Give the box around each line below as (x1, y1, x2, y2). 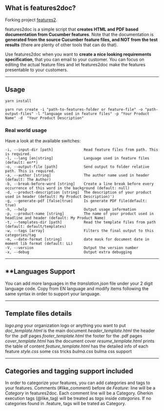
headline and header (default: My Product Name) (5, 215, 106, 220)
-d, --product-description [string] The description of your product (5, 190, 152, 195)
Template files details (5, 310, 72, 318)
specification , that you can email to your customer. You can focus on (5, 56, 145, 62)
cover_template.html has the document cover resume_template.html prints (5, 338, 155, 344)
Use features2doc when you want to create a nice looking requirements (5, 51, 151, 57)
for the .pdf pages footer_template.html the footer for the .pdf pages (5, 333, 143, 338)
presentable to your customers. (5, 67, 68, 73)
